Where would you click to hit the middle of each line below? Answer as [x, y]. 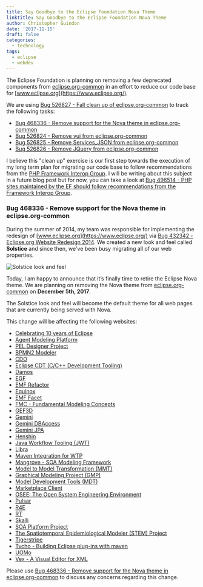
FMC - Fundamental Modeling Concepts [65, 404]
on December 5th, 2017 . [60, 291]
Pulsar [23, 501]
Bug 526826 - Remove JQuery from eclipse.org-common [87, 149]
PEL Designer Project [42, 346]
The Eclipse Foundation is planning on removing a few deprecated [89, 80]
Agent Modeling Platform [46, 339]
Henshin [25, 436]
